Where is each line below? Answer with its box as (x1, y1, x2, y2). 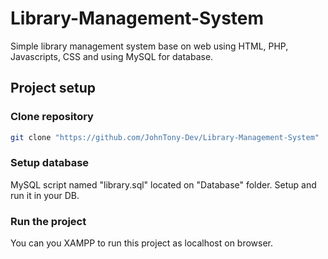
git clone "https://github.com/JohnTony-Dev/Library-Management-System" (10, 132, 320, 142)
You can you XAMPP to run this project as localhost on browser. (10, 237, 274, 249)
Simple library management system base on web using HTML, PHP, (10, 40, 289, 52)
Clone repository (10, 110, 94, 124)
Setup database (10, 156, 90, 170)
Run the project (10, 214, 87, 228)
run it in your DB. (10, 189, 80, 201)
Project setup (10, 80, 97, 97)
